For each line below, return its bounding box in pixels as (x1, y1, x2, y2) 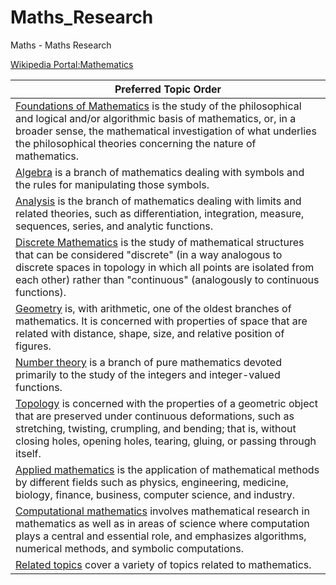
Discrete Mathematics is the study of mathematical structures (15, 235, 305, 249)
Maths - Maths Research (10, 39, 112, 51)
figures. (15, 339, 52, 353)
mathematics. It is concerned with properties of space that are (15, 314, 308, 328)
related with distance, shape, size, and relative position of (15, 326, 285, 340)
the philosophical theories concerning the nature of (15, 136, 257, 150)
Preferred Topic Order (114, 82, 222, 96)
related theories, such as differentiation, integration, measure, (15, 206, 305, 220)
